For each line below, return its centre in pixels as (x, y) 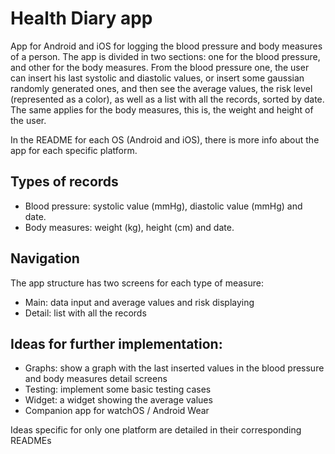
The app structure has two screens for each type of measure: (137, 283)
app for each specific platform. (74, 150)
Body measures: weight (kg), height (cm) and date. (129, 227)
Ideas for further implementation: (116, 343)
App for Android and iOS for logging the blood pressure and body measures (166, 46)
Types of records (64, 182)
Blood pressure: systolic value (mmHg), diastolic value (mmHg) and (163, 206)
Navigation (45, 258)
